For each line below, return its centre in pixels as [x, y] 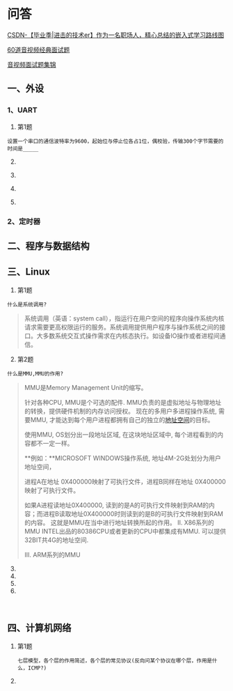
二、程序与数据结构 [48, 246]
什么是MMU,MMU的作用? [35, 373]
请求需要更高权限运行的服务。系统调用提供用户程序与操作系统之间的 [122, 327]
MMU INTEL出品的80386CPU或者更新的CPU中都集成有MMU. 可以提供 [125, 531]
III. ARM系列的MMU [53, 554]
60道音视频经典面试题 [39, 49]
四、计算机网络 [39, 628]
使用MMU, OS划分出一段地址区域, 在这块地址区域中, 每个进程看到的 [121, 434]
